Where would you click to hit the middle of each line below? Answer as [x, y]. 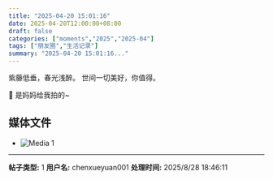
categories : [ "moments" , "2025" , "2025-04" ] [81, 39]
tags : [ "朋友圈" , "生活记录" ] [54, 46]
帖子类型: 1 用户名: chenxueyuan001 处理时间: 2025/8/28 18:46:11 [118, 167]
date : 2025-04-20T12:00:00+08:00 [65, 24]
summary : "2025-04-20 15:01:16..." [69, 54]
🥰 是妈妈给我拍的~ [39, 95]
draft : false [30, 31]
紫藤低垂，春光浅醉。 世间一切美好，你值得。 [84, 77]
